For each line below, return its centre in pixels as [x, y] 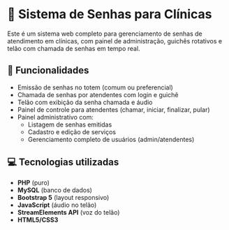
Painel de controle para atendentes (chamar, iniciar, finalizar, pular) [114, 109]
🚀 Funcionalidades [48, 70]
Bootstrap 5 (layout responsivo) [63, 197]
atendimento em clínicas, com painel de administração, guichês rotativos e [114, 41]
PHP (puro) [34, 182]
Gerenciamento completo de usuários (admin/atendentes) [111, 139]
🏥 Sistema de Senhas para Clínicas [110, 14]
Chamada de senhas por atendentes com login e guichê [98, 94]
